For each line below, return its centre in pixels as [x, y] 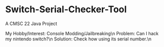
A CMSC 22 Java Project [31, 24]
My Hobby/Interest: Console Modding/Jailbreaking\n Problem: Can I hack [82, 33]
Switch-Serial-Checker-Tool [66, 9]
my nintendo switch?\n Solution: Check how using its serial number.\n [78, 39]
